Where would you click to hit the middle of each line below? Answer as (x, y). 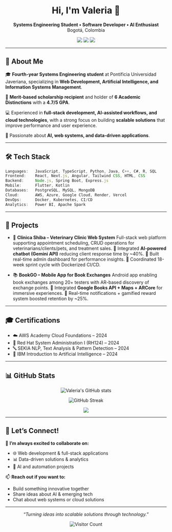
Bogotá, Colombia (86, 30)
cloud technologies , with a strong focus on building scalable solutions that (85, 120)
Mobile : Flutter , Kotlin (38, 186)
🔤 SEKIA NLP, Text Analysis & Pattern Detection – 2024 (71, 348)
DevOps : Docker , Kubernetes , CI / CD (49, 200)
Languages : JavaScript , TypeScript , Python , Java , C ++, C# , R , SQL (81, 171)
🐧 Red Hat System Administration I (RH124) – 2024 (66, 343)
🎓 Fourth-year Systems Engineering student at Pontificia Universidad (81, 74)
